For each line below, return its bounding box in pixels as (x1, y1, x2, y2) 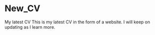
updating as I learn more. (4, 24, 56, 30)
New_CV (4, 3, 40, 14)
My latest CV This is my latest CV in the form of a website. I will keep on (4, 19, 151, 25)
